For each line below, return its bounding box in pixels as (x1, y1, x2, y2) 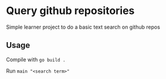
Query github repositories (6, 4, 135, 18)
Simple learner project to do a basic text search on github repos (6, 23, 160, 30)
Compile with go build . (6, 56, 66, 63)
